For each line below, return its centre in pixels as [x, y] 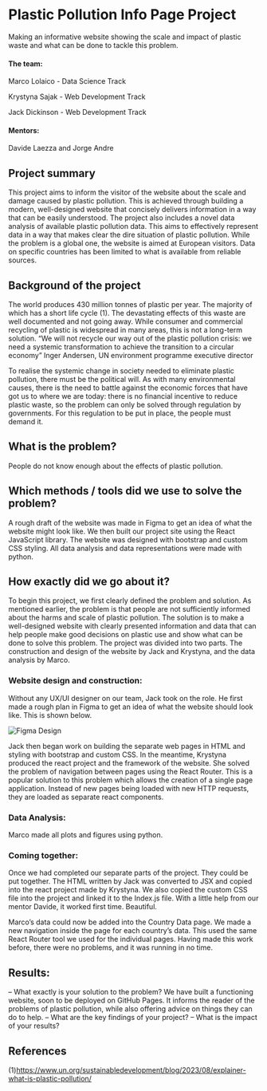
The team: [26, 63]
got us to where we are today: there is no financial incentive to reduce [123, 396]
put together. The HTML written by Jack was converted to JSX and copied [130, 881]
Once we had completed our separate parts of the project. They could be [128, 873]
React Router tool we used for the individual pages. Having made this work [131, 939]
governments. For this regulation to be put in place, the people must [120, 413]
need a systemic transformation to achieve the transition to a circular [121, 347]
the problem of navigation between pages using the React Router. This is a [131, 771]
